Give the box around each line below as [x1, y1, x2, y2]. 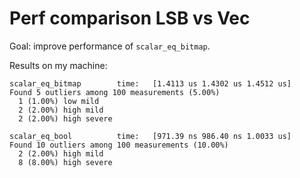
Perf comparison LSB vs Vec [9, 7, 251, 30]
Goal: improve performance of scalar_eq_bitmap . [9, 40, 211, 52]
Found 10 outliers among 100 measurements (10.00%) [9, 140, 229, 150]
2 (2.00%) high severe [18, 113, 113, 124]
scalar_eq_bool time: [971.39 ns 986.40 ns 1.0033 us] [9, 131, 292, 141]
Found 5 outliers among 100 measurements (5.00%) [9, 87, 221, 97]
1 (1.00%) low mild [18, 96, 100, 106]
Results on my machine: [9, 59, 108, 71]
